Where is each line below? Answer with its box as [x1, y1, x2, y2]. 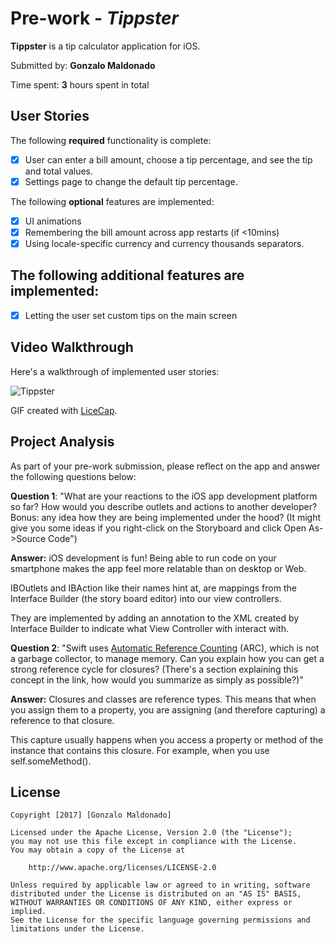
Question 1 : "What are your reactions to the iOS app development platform [10, 490, 318, 502]
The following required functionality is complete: [10, 134, 212, 146]
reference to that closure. [10, 714, 115, 726]
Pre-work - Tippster [10, 7, 179, 30]
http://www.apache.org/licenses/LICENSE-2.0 [28, 863, 217, 873]
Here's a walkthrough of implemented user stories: [10, 365, 220, 377]
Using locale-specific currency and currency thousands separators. [24, 238, 305, 249]
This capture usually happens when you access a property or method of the [10, 733, 324, 746]
